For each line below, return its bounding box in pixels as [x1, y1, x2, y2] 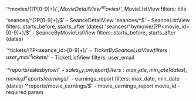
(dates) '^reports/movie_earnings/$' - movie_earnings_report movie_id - [6, 82, 180, 89]
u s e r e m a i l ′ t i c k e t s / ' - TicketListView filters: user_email [6, 53, 134, 62]
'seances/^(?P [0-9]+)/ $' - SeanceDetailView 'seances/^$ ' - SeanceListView [6, 16, 190, 23]
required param [6, 89, 44, 96]
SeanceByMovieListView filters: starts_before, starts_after [36, 29, 176, 36]
